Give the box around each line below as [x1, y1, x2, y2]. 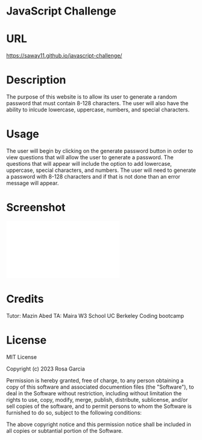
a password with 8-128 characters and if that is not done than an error [6, 173, 181, 180]
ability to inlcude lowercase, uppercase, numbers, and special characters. [6, 106, 190, 113]
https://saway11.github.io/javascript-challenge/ [6, 52, 122, 59]
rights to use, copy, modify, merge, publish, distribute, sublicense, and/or [6, 396, 188, 403]
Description [6, 73, 66, 87]
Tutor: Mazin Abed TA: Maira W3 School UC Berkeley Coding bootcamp [6, 312, 185, 319]
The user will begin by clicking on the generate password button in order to [6, 147, 193, 154]
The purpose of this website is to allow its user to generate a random [6, 93, 177, 100]
